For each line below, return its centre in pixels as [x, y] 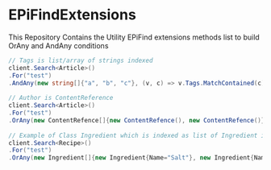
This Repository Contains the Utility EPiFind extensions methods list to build [134, 37]
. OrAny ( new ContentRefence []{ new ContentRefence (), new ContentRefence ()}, [138, 120]
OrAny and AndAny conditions [58, 45]
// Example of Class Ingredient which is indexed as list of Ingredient [133, 135]
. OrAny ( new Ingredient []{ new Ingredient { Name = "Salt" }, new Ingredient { [131, 158]
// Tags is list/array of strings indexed [81, 60]
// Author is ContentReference [61, 98]
